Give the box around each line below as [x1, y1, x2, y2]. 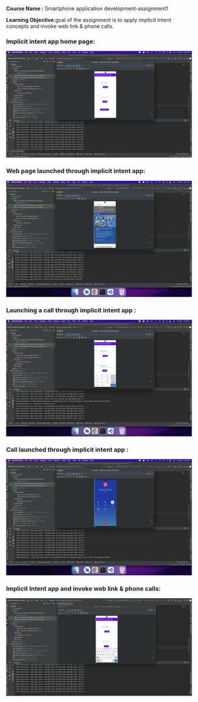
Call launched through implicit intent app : [6, 445, 128, 454]
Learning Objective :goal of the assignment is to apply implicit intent [6, 17, 171, 23]
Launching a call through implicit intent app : [6, 306, 137, 314]
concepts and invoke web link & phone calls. [6, 23, 114, 29]
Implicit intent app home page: [6, 37, 95, 45]
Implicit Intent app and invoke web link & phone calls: [6, 584, 161, 592]
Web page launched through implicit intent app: [6, 167, 146, 175]
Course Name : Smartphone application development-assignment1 [6, 5, 169, 12]
